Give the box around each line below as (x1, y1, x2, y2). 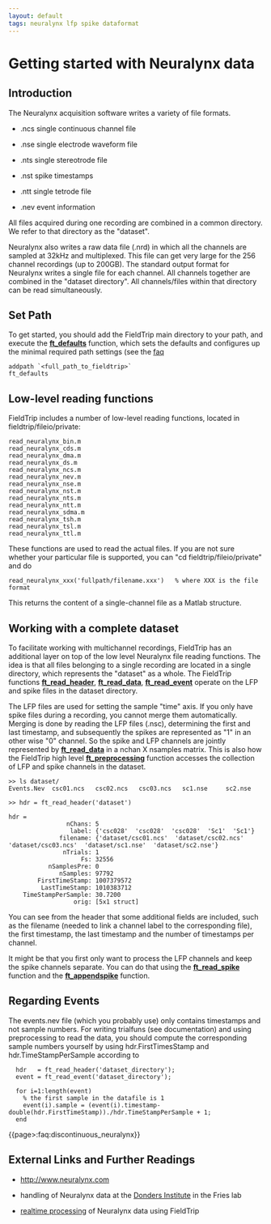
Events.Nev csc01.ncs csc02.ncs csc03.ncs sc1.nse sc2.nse (8, 784, 252, 793)
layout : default (8, 11, 63, 20)
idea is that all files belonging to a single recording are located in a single (8, 660, 252, 669)
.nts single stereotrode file (19, 155, 108, 164)
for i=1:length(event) (15, 1086, 92, 1095)
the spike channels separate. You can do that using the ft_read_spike (8, 962, 240, 971)
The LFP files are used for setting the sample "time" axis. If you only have (8, 701, 253, 711)
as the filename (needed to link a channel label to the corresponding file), (8, 920, 252, 930)
